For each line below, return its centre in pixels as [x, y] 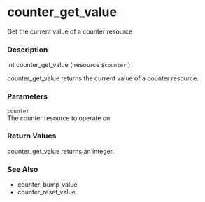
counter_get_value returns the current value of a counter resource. [103, 78]
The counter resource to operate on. [59, 118]
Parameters [27, 96]
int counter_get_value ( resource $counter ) [69, 65]
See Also [23, 169]
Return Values [32, 136]
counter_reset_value [46, 192]
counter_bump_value [47, 185]
